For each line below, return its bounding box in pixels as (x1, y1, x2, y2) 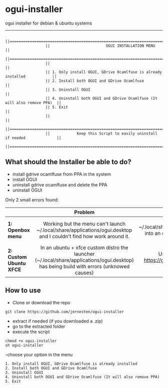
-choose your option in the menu (5, 351, 73, 357)
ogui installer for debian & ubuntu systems (5, 20, 92, 26)
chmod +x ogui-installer (5, 338, 57, 343)
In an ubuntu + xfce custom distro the (40, 244, 128, 251)
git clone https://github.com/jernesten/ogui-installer (5, 309, 124, 314)
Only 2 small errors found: (5, 197, 59, 203)
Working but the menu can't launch (43, 220, 126, 227)
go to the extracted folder (12, 323, 65, 329)
